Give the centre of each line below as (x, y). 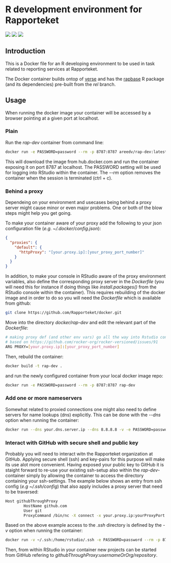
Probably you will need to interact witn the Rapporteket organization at (79, 454)
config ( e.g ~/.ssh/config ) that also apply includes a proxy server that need (84, 486)
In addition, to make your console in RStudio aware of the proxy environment (85, 276)
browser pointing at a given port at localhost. (52, 118)
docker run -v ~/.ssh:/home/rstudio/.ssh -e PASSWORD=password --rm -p (83, 540)
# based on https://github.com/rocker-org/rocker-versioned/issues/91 (82, 342)
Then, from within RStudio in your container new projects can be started (81, 550)
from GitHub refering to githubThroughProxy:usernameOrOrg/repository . (81, 555)
